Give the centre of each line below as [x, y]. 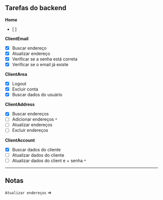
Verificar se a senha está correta [45, 59]
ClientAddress [20, 105]
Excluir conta [25, 89]
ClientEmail [17, 38]
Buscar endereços [30, 114]
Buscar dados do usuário [37, 95]
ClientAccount [20, 140]
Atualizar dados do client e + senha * [49, 161]
